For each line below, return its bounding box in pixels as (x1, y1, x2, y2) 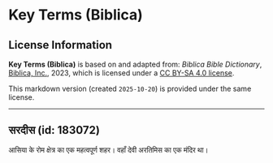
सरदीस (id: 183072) (8, 123, 100, 137)
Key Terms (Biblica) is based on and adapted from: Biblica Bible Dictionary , (8, 59, 262, 69)
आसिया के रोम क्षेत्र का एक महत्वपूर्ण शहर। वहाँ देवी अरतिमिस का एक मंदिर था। (8, 144, 209, 155)
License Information (8, 38, 112, 52)
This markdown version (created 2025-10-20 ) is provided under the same (8, 84, 252, 93)
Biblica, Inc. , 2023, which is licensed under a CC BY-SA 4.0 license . (8, 68, 235, 78)
